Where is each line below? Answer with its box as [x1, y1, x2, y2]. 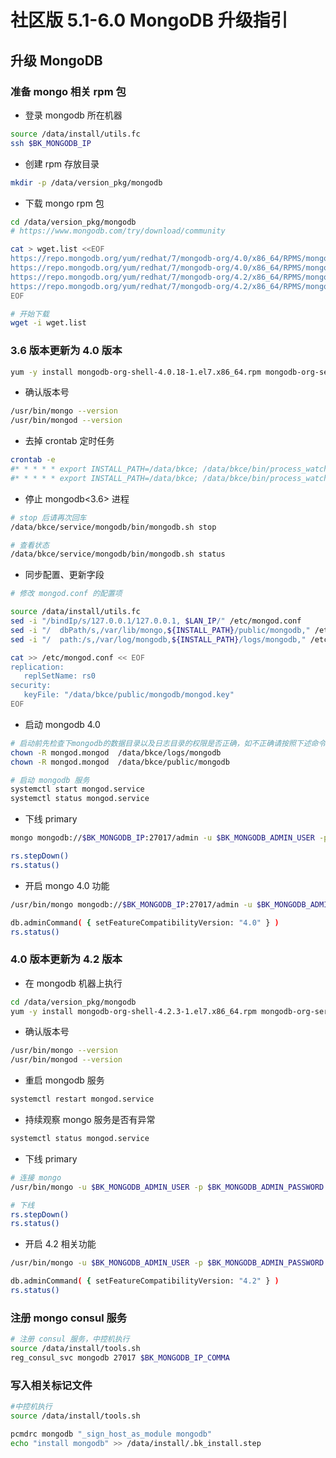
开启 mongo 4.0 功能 [24, 879, 110, 891]
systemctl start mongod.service [10, 784, 145, 795]
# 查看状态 [10, 540, 50, 550]
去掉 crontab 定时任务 [24, 435, 115, 447]
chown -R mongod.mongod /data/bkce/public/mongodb [10, 757, 230, 767]
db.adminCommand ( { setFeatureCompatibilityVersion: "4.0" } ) [10, 917, 280, 928]
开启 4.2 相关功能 [24, 1238, 97, 1250]
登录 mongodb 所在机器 [24, 109, 123, 121]
